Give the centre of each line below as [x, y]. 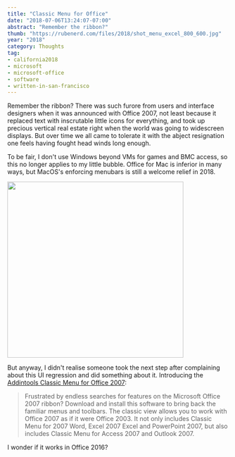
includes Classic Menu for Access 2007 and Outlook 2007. [109, 434]
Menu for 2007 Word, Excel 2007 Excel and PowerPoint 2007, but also [126, 426]
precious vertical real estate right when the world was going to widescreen [116, 128]
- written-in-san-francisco [49, 86]
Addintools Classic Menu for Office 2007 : [67, 383]
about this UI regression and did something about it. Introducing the [106, 375]
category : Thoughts [36, 46]
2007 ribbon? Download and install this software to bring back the [120, 404]
